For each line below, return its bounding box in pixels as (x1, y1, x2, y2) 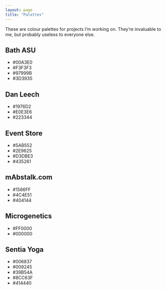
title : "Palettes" (5, 12, 44, 17)
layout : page (5, 7, 33, 13)
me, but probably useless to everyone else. (5, 31, 95, 37)
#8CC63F (12, 275, 33, 281)
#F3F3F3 (12, 65, 32, 71)
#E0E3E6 (12, 109, 32, 115)
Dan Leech (5, 90, 39, 99)
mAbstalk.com (5, 173, 53, 182)
